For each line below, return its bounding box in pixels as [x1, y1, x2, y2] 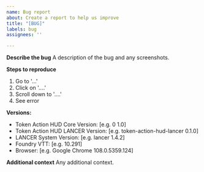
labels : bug [6, 26, 37, 32]
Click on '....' [15, 84, 47, 92]
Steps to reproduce [6, 65, 56, 73]
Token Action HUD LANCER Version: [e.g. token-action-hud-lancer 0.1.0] [15, 127, 199, 135]
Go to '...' [15, 78, 38, 85]
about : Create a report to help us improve [6, 15, 119, 21]
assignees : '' [6, 32, 43, 38]
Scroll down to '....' [15, 91, 62, 98]
